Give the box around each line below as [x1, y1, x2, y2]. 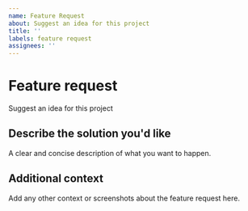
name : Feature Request [8, 11, 85, 20]
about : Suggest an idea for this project [8, 19, 150, 27]
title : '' [8, 27, 42, 35]
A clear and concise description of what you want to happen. [8, 148, 212, 158]
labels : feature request [8, 34, 92, 43]
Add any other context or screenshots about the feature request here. [8, 193, 241, 203]
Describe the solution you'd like [8, 127, 171, 141]
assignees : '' [8, 42, 57, 50]
